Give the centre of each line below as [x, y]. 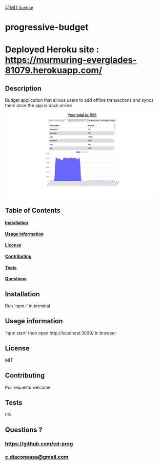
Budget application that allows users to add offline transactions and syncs [79, 100]
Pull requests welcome [28, 387]
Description [23, 88]
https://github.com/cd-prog [39, 443]
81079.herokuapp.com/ [54, 70]
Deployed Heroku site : [52, 50]
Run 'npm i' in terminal [28, 306]
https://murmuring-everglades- [71, 60]
